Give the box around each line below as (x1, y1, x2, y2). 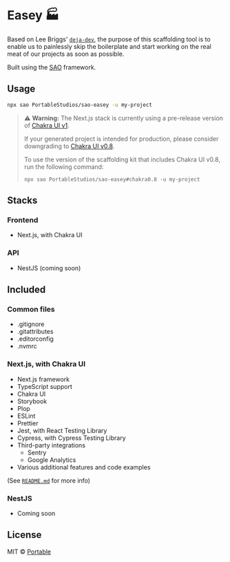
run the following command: (23, 162, 104, 171)
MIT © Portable (7, 548, 52, 556)
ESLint (17, 412, 36, 420)
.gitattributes (17, 328, 54, 336)
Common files (7, 304, 55, 314)
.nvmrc (17, 342, 38, 350)
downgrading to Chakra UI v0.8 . (23, 141, 115, 150)
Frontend (7, 215, 39, 225)
